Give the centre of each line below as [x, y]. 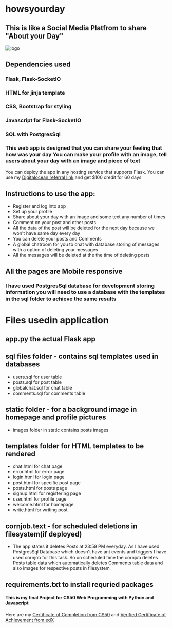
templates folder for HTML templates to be [75, 446]
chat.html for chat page [37, 466]
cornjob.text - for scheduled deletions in [71, 526]
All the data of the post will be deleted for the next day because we [84, 228]
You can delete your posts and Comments [57, 239]
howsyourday [35, 9]
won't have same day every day [46, 233]
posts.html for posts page [40, 488]
